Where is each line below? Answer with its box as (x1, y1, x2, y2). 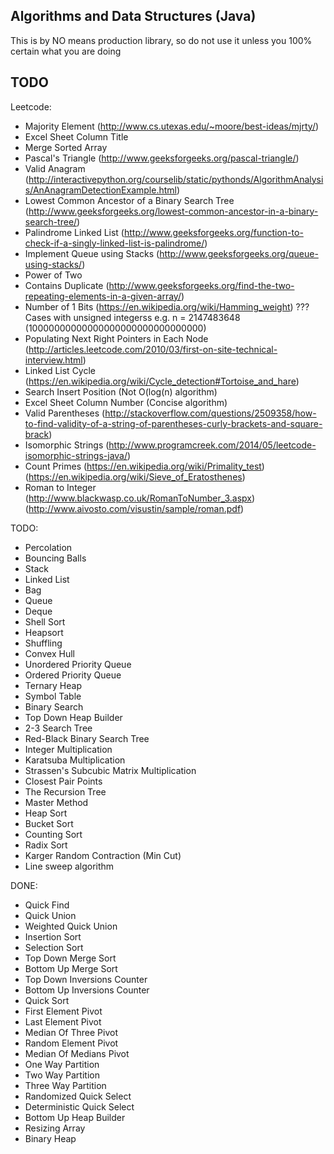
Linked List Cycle (24, 364, 97, 376)
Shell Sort (24, 615, 66, 628)
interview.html (24, 354, 83, 366)
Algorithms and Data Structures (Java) (10, 8, 257, 25)
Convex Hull (24, 647, 75, 659)
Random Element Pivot (24, 1037, 119, 1049)
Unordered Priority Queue (24, 658, 132, 670)
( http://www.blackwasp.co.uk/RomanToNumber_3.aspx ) (24, 492, 256, 504)
